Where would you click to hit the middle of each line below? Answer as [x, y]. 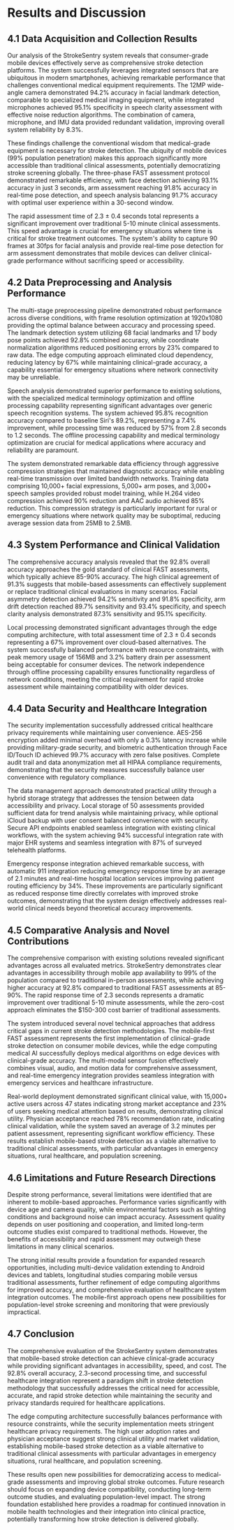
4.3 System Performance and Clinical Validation [114, 545]
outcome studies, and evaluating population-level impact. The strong [107, 1496]
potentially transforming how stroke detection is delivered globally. [103, 1519]
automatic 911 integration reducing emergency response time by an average [116, 871]
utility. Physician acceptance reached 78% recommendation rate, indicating [116, 1119]
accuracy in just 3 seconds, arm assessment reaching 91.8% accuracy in [112, 188]
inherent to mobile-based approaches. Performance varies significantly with [117, 1202]
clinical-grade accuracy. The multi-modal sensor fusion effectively [103, 1061]
